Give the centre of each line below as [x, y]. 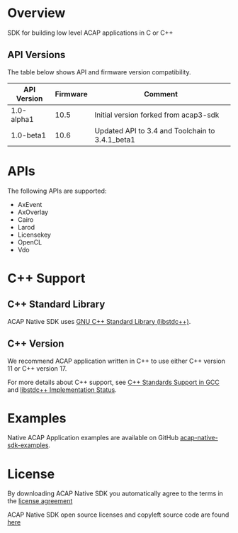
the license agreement [40, 501]
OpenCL [30, 242]
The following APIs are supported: [57, 191]
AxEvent [30, 204]
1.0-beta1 [29, 135]
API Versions [36, 55]
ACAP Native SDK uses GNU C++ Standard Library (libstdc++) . [99, 321]
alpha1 [22, 119]
